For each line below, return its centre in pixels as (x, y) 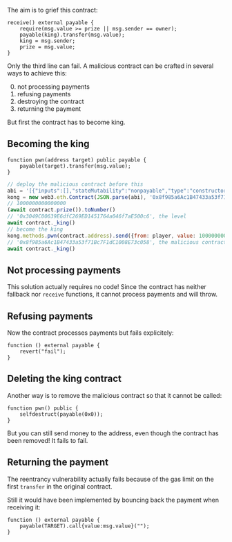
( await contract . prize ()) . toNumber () (61, 210)
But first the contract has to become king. (66, 122)
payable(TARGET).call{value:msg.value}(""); (85, 526)
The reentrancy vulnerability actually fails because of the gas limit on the (110, 479)
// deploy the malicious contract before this (75, 184)
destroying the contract (50, 101)
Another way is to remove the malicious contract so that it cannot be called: (115, 395)
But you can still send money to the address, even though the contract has (113, 433)
